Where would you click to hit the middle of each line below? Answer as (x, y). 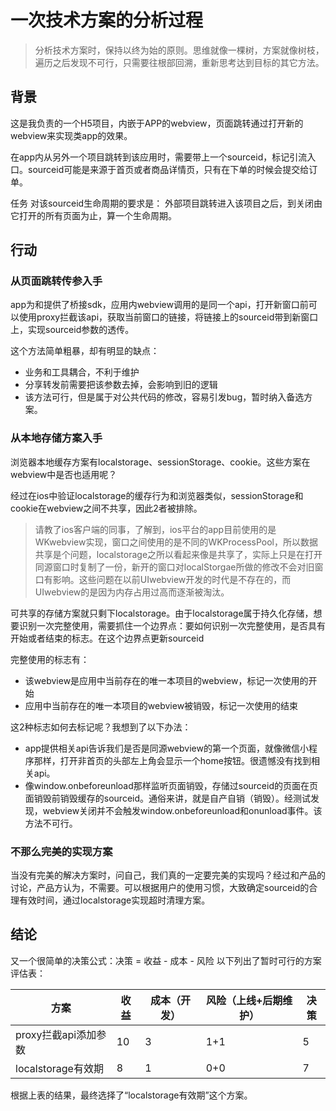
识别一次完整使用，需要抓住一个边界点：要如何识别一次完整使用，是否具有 (172, 625)
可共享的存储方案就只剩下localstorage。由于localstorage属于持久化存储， (162, 613)
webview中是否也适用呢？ (64, 474)
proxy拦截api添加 (56, 1034)
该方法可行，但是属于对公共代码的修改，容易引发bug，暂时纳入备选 (164, 397)
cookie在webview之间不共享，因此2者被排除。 (106, 508)
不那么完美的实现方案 (61, 851)
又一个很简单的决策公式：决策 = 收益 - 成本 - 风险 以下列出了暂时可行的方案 (166, 960)
